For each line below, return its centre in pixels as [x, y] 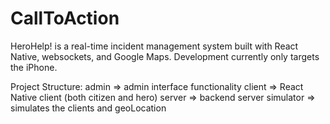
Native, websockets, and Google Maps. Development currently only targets [165, 56]
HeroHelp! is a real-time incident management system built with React [154, 46]
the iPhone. [34, 67]
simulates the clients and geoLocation [88, 108]
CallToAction [65, 18]
